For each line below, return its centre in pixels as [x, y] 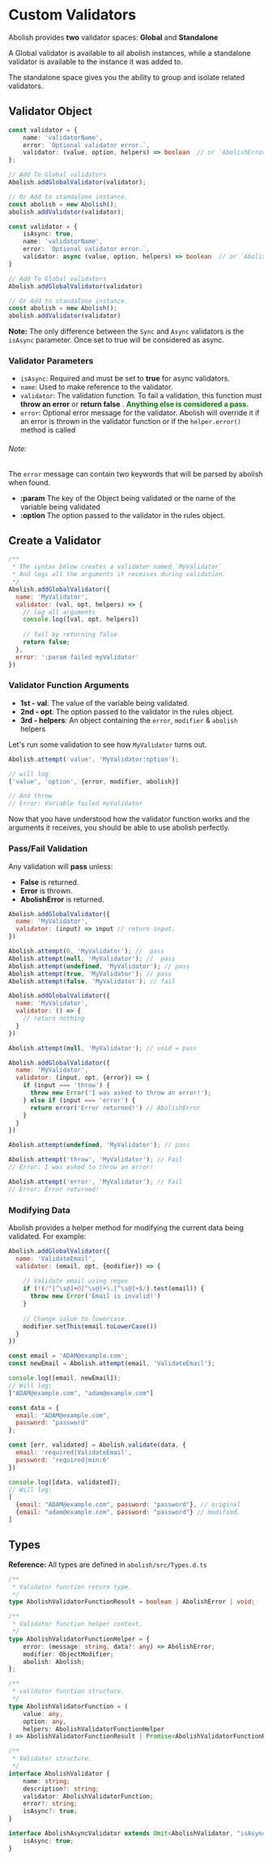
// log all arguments [59, 612]
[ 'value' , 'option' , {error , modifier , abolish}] [94, 781]
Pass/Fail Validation [48, 849]
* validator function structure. [68, 1692]
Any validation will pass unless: [61, 866]
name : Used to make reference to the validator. [96, 387]
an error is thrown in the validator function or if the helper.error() [130, 422]
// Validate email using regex [76, 1281]
